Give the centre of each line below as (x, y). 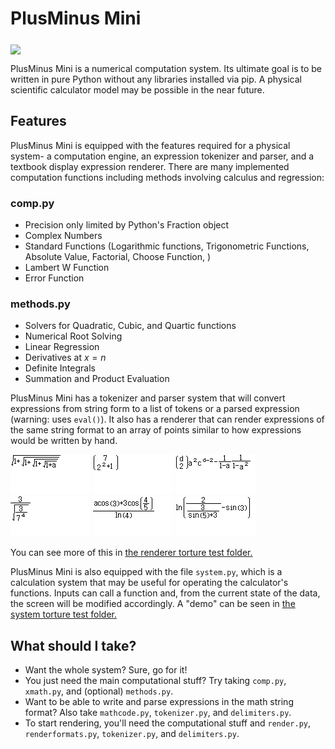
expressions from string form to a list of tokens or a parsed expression (155, 409)
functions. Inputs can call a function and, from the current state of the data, (165, 593)
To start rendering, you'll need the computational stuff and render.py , (168, 723)
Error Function (54, 278)
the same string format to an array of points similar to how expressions (156, 430)
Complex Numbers (63, 236)
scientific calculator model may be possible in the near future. (137, 89)
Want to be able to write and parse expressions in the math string (159, 702)
